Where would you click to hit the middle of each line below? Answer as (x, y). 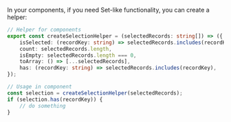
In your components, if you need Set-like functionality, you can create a (108, 10)
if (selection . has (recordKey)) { (55, 99)
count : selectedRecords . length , (66, 49)
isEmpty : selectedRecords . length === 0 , (78, 55)
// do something (43, 106)
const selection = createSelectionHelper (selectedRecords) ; (95, 93)
